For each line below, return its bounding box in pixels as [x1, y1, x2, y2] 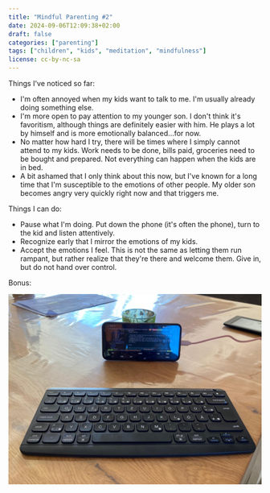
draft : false [8, 30, 52, 38]
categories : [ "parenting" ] [8, 39, 99, 47]
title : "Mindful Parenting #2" [8, 13, 113, 21]
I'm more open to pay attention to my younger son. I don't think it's [19, 111, 241, 121]
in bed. [19, 163, 43, 172]
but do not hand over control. [19, 263, 117, 271]
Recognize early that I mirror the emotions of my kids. [19, 237, 198, 246]
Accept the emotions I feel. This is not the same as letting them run [19, 246, 243, 255]
